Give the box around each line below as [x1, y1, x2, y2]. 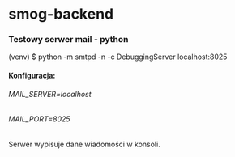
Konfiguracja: [8, 70, 56, 81]
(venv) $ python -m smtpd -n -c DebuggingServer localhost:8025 [8, 52, 228, 62]
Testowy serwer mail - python [8, 34, 129, 45]
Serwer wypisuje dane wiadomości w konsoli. [8, 139, 160, 149]
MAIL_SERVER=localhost [8, 89, 92, 99]
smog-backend [8, 5, 114, 23]
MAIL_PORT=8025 [8, 114, 70, 124]
